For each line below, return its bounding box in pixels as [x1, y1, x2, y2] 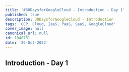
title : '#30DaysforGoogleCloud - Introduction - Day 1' [5, 7, 125, 13]
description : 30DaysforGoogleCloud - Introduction [5, 17, 114, 22]
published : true [5, 12, 39, 17]
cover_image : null [5, 26, 44, 31]
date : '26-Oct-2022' [5, 40, 49, 45]
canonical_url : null [5, 31, 49, 36]
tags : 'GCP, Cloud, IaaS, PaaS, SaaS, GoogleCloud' [5, 21, 116, 27]
